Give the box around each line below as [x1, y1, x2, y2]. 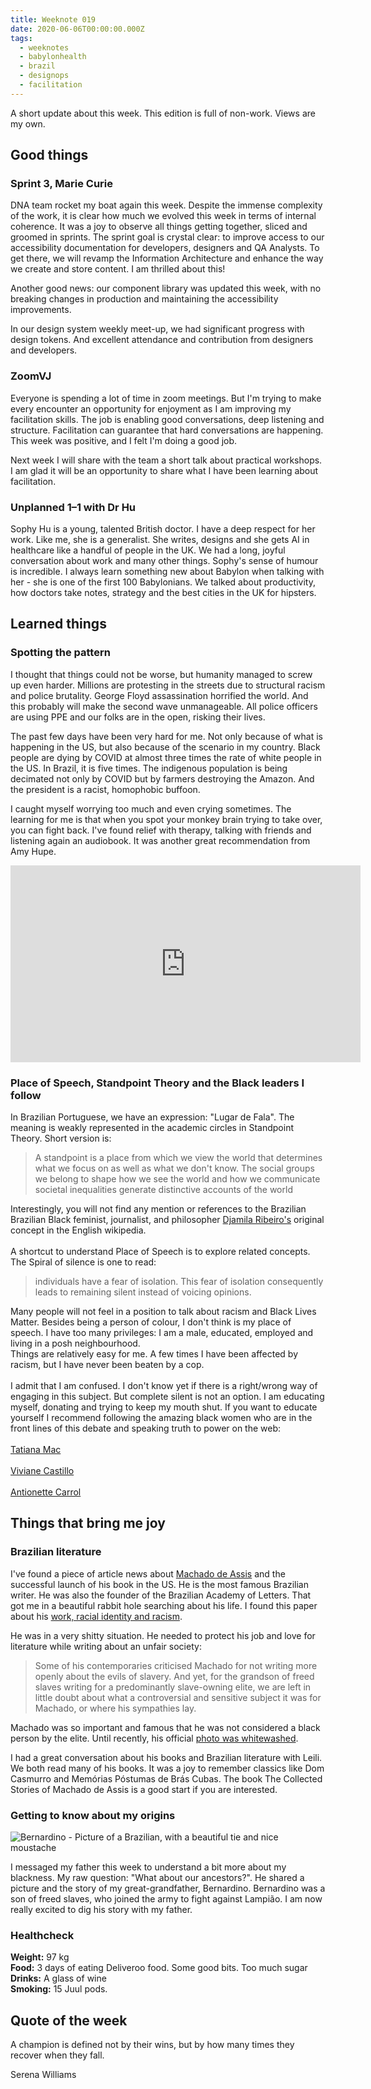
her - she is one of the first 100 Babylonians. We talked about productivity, [10, 576, 316, 588]
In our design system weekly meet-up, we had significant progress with [10, 323, 305, 335]
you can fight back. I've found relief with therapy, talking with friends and [10, 824, 312, 836]
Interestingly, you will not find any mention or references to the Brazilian [10, 1203, 307, 1215]
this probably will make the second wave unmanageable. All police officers [10, 700, 318, 712]
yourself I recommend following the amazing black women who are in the [10, 1412, 313, 1424]
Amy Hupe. [10, 845, 57, 857]
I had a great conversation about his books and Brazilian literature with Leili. [10, 1751, 323, 1763]
